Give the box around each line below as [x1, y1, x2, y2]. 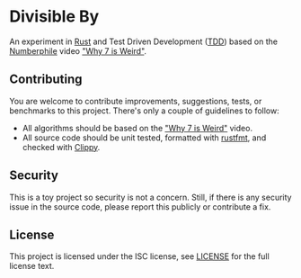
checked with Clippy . [22, 141, 101, 152]
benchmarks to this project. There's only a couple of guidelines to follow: [9, 105, 280, 116]
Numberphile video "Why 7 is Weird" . [9, 45, 146, 56]
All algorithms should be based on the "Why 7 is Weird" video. [22, 122, 253, 133]
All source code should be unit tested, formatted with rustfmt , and [22, 132, 267, 143]
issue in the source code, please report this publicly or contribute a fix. [9, 201, 271, 212]
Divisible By [9, 6, 100, 27]
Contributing [9, 72, 83, 87]
